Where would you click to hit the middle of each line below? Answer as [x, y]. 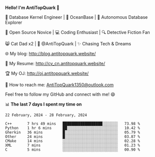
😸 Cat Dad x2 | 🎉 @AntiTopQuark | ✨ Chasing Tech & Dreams [68, 44]
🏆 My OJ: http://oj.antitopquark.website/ [47, 73]
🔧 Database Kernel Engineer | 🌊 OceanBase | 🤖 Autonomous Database [77, 17]
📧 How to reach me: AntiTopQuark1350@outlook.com [59, 85]
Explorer [14, 22]
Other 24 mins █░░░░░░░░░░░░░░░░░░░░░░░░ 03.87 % [73, 137]
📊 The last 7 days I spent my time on [44, 104]
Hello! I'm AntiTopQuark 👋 [32, 8]
